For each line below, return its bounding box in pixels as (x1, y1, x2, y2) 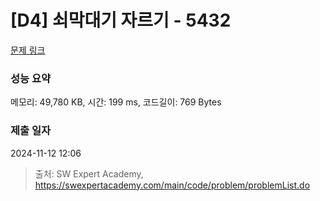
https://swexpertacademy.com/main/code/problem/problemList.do (34, 179, 311, 191)
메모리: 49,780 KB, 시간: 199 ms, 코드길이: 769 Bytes (10, 96, 222, 108)
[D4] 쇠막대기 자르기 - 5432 (10, 9, 232, 32)
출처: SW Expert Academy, (34, 167, 144, 180)
